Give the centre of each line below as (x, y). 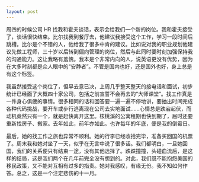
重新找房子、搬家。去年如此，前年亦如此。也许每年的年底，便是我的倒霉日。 (99, 123)
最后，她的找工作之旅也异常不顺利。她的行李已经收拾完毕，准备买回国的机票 (99, 136)
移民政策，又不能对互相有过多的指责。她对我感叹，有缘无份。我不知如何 (94, 165)
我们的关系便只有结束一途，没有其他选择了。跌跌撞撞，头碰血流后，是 (102, 151)
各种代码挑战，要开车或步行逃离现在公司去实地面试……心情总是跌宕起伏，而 (99, 108)
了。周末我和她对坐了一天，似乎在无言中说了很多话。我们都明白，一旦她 (94, 143)
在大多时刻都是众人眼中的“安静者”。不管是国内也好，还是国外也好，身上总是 (99, 66)
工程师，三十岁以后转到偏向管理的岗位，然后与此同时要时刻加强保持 (105, 52)
